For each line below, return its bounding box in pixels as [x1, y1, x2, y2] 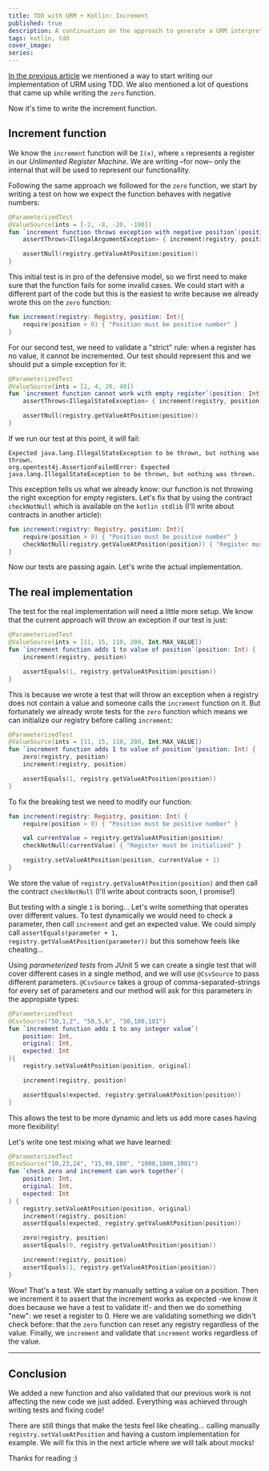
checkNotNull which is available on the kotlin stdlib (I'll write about [8, 501, 235, 511]
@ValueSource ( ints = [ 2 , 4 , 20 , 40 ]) [8, 382, 134, 390]
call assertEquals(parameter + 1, [8, 927, 119, 937]
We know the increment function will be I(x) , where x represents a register [8, 148, 255, 157]
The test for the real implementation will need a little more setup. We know [8, 607, 254, 616]
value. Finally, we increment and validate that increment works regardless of [8, 1328, 258, 1337]
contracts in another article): [8, 510, 102, 519]
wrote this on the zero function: [8, 297, 112, 307]
